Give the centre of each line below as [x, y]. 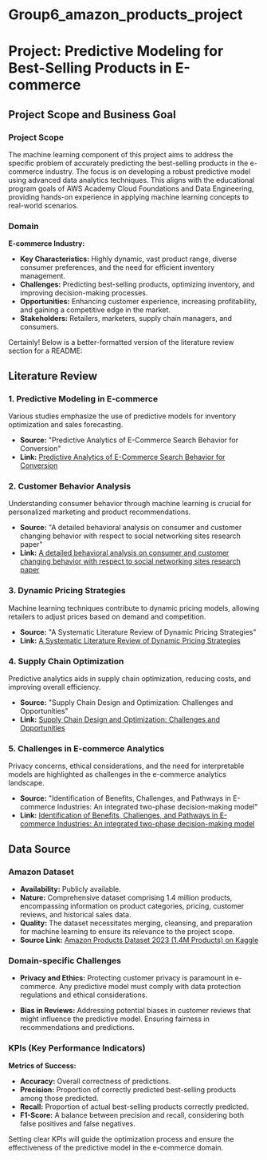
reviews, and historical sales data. [75, 914]
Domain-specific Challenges [65, 960]
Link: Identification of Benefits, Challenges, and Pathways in [119, 815]
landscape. [27, 783]
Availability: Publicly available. [71, 889]
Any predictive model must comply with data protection [150, 987]
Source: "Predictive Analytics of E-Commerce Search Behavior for [129, 440]
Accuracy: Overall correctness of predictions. [95, 1081]
